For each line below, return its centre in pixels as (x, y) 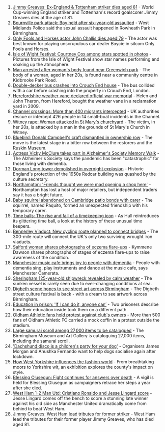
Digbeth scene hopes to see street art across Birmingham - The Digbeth (86, 289)
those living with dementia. (40, 163)
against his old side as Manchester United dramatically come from (80, 404)
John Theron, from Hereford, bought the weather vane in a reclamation (84, 101)
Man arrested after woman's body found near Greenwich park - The (82, 70)
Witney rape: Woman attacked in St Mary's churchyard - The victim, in (84, 122)
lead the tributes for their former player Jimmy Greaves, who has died (83, 419)
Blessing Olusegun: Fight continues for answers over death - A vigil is (83, 377)
